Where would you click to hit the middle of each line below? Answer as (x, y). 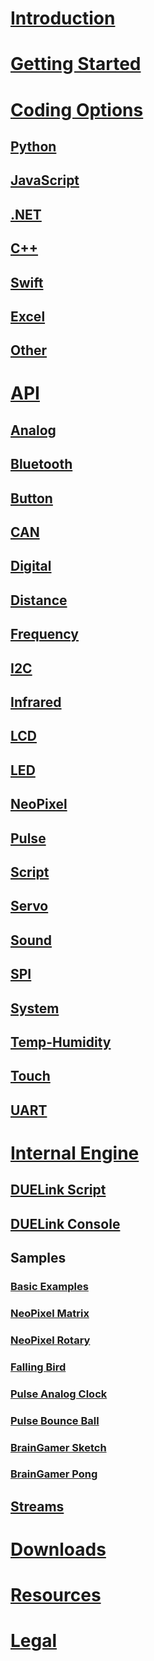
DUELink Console (65, 1223)
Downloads (58, 1549)
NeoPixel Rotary (50, 1340)
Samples (38, 1258)
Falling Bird (38, 1367)
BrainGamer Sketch (58, 1447)
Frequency (44, 634)
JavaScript (45, 180)
